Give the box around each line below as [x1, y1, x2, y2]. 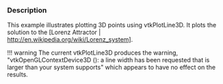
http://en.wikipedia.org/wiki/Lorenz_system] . [7, 36, 133, 44]
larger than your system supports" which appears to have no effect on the [7, 64, 216, 72]
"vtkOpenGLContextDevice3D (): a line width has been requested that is [7, 56, 210, 64]
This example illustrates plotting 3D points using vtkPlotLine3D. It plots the [7, 21, 217, 29]
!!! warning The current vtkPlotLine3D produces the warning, [7, 48, 179, 57]
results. [7, 70, 29, 79]
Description [7, 5, 47, 15]
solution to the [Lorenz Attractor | [7, 28, 101, 36]
